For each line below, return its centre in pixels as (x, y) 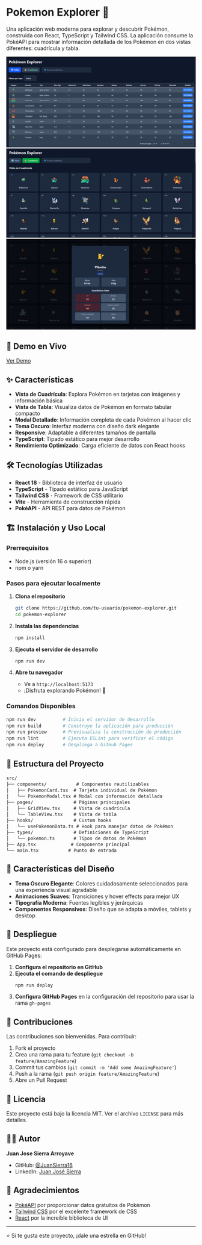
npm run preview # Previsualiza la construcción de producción (94, 732)
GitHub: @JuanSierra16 (44, 1165)
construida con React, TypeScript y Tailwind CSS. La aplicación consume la (100, 35)
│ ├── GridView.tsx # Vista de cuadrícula (68, 808)
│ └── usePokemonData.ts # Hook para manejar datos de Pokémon (90, 826)
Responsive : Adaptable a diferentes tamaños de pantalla (85, 432)
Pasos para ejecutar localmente (54, 583)
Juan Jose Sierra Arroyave (40, 1153)
